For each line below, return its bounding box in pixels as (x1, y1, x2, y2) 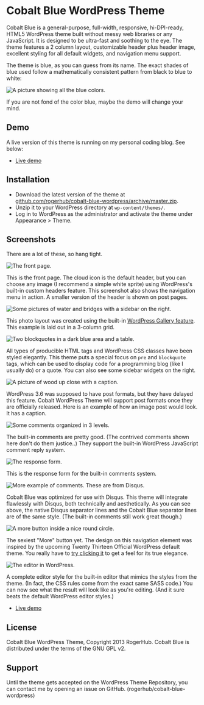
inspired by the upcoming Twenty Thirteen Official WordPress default (6, 543, 180, 551)
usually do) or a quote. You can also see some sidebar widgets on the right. (6, 367, 196, 374)
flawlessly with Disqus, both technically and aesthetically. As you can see (6, 500, 191, 507)
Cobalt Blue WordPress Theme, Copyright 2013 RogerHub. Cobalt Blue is (6, 639, 190, 646)
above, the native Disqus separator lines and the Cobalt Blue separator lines (6, 507, 197, 514)
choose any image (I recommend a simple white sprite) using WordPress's (6, 281, 193, 288)
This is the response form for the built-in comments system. (6, 470, 157, 478)
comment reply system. (6, 446, 66, 454)
